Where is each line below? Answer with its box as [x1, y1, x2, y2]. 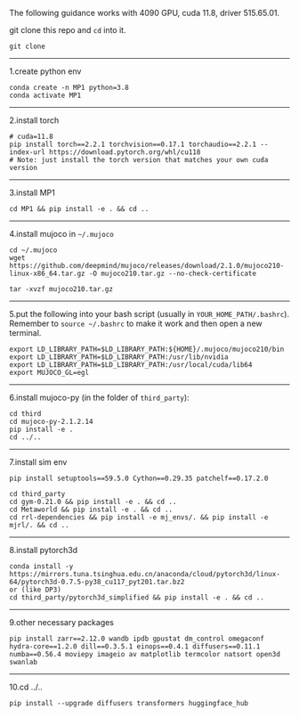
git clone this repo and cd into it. [9, 25, 126, 35]
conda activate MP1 [9, 91, 82, 100]
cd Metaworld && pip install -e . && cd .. [9, 505, 174, 514]
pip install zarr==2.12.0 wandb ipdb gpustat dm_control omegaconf [9, 634, 265, 643]
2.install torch [9, 115, 60, 126]
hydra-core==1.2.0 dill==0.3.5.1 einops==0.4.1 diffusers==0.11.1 [9, 642, 261, 651]
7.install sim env [9, 457, 68, 467]
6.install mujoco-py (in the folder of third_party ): [9, 392, 190, 403]
